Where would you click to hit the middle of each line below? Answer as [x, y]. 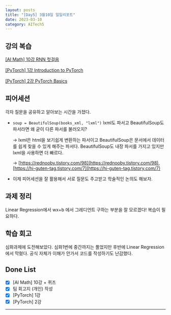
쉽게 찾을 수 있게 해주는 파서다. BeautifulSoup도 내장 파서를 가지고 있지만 [91, 146]
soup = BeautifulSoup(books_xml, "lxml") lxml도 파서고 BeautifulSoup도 [88, 122]
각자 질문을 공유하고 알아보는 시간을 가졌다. [48, 112]
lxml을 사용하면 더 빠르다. [38, 152]
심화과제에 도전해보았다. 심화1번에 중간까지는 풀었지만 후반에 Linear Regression [85, 247]
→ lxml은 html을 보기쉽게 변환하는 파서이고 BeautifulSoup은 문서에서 [82, 140]
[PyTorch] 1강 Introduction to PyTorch [44, 70]
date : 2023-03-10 [24, 19]
